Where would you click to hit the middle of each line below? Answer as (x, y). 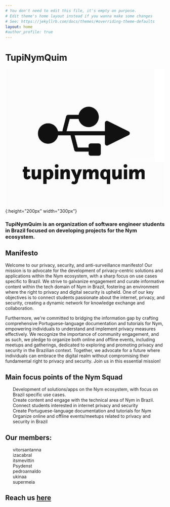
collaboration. (19, 308)
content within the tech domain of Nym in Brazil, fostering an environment (82, 287)
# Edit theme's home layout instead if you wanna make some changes (79, 16)
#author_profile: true (29, 32)
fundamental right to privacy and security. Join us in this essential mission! (83, 361)
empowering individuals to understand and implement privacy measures (80, 329)
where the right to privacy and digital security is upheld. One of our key (79, 292)
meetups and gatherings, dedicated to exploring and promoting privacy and (84, 345)
